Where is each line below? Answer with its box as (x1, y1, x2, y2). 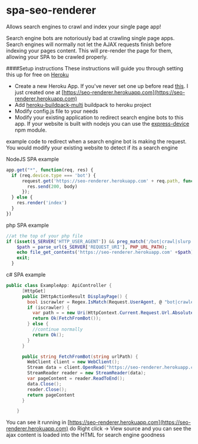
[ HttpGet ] (21, 288, 46, 294)
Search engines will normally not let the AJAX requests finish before (6, 41, 172, 48)
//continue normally (32, 327, 83, 332)
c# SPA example (6, 271, 46, 278)
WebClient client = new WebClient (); (27, 359, 120, 365)
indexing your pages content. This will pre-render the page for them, (6, 47, 173, 54)
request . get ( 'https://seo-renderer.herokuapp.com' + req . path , (21, 178, 181, 184)
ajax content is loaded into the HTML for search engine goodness (6, 432, 165, 439)
